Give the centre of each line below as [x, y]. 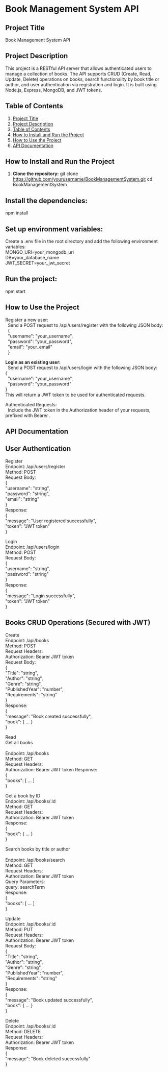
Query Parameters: [25, 882]
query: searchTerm [25, 887]
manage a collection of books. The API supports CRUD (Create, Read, [78, 74]
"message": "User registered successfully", [51, 521]
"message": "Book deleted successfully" [48, 1058]
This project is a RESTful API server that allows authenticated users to [78, 68]
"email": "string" [22, 499]
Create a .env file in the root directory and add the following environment [81, 241]
